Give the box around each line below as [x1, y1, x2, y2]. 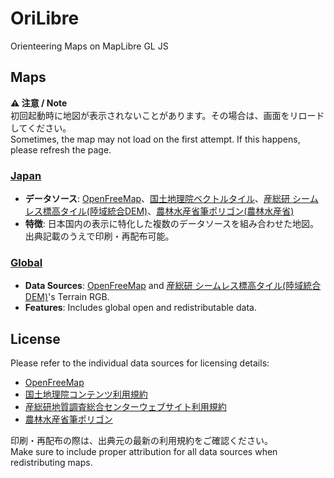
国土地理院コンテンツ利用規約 [24, 388, 148, 401]
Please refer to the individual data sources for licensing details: [10, 357, 270, 369]
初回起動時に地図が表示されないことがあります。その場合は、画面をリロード [10, 109, 325, 121]
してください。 [10, 122, 72, 134]
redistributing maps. [10, 457, 93, 469]
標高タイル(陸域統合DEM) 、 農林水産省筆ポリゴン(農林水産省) [42, 205, 295, 217]
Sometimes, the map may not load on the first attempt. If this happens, [10, 133, 301, 145]
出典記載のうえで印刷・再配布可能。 [24, 230, 175, 242]
